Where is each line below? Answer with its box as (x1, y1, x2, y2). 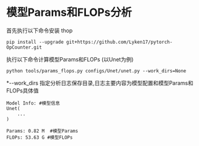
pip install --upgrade (6, 39, 64, 45)
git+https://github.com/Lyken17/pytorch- (66, 39, 173, 45)
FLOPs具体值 (6, 86, 39, 94)
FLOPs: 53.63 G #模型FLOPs (6, 134, 73, 141)
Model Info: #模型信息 (6, 100, 60, 106)
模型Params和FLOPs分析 (6, 5, 132, 19)
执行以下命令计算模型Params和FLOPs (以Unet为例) (6, 55, 134, 63)
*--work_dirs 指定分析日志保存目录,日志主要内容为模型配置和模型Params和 (6, 79, 194, 86)
